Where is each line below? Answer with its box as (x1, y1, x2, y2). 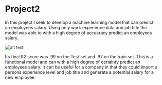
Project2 (5, 3, 40, 15)
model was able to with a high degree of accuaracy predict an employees (5, 30, 152, 35)
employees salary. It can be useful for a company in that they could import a (5, 64, 158, 70)
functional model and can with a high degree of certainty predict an (5, 59, 141, 65)
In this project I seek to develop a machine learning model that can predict (5, 19, 154, 25)
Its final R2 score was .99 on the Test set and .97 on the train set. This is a (5, 53, 153, 59)
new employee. (5, 74, 36, 80)
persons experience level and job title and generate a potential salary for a (5, 69, 154, 75)
